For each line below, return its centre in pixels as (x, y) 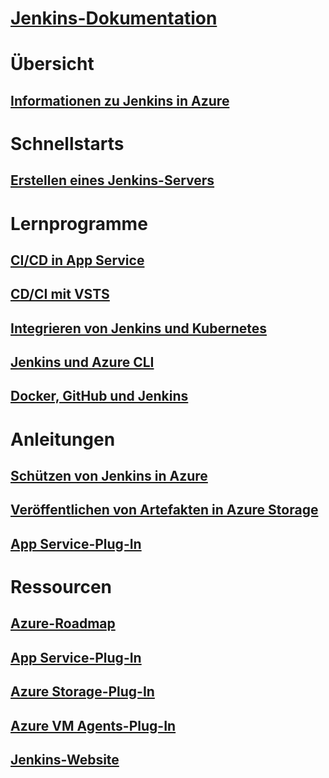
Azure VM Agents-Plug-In (93, 725)
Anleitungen (63, 439)
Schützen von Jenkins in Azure (109, 476)
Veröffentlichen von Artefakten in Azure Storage (164, 510)
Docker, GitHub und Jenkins (99, 396)
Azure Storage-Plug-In (82, 692)
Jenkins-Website (65, 759)
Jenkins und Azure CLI (82, 362)
